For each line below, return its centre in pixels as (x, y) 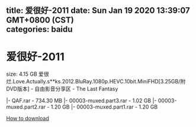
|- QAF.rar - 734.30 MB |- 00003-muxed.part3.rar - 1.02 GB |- (81, 101)
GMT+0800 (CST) (40, 20)
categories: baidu (39, 29)
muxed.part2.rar (26, 107)
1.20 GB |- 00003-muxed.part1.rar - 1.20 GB (104, 107)
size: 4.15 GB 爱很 (28, 74)
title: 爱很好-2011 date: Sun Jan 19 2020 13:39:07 (98, 11)
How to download (28, 118)
